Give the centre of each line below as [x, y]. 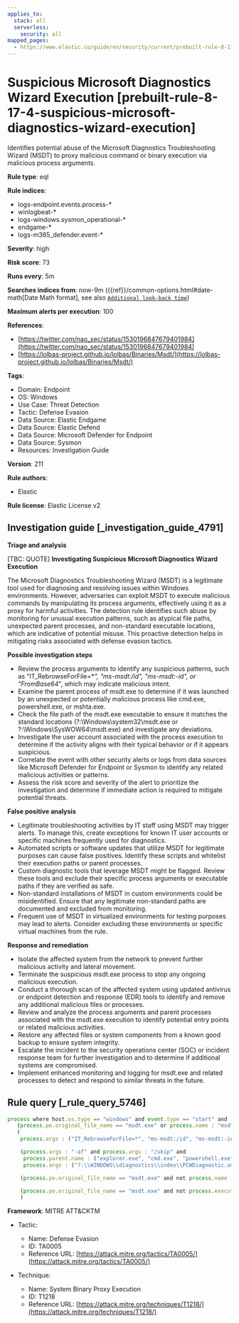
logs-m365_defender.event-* [60, 234]
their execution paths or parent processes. [80, 863]
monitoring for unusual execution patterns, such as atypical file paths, [110, 618]
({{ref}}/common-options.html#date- [159, 290]
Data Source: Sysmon [49, 442]
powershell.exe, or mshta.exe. [62, 706]
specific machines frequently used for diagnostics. [92, 840]
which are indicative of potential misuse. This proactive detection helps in [115, 633]
